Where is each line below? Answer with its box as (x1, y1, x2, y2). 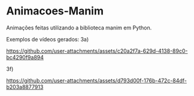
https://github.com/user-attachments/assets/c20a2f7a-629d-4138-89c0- (6, 47, 188, 55)
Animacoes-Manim (6, 4, 104, 18)
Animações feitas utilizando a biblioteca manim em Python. (6, 24, 152, 31)
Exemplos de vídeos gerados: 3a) (6, 35, 89, 43)
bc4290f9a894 (6, 53, 44, 61)
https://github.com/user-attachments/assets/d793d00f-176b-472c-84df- (6, 77, 187, 84)
